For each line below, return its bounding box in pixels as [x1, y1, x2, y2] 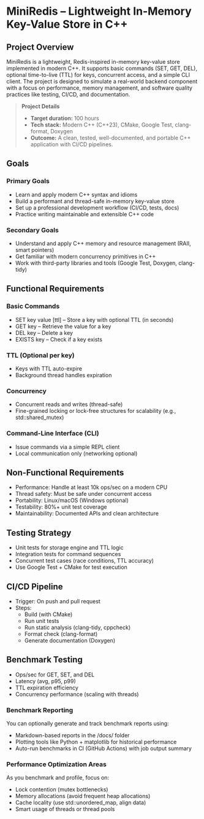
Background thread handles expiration [15, 371, 112, 378]
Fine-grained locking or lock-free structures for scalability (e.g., [15, 407, 176, 415]
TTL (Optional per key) [6, 351, 75, 359]
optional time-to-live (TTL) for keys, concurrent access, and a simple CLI [6, 71, 191, 78]
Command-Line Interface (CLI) [6, 429, 99, 437]
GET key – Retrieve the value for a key [15, 323, 111, 330]
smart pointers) [15, 246, 55, 253]
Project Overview [6, 42, 74, 52]
